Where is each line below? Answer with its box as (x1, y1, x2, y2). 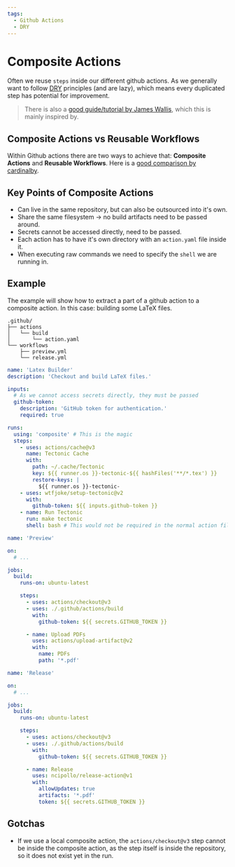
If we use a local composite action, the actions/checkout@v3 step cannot (17, 836, 226, 845)
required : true (20, 411, 64, 418)
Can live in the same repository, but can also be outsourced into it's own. (17, 205, 228, 214)
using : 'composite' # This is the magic (13, 430, 133, 438)
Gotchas (7, 818, 45, 830)
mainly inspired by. (24, 113, 79, 121)
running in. (17, 257, 49, 266)
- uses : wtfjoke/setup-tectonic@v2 (20, 489, 124, 496)
